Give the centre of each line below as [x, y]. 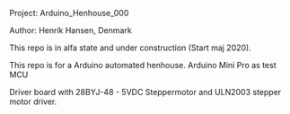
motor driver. [33, 101]
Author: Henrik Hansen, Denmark [70, 30]
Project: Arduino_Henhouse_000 [69, 13]
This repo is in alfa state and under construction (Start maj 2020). [130, 48]
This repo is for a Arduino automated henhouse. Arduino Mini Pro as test [143, 65]
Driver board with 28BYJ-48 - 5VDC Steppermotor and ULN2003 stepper [145, 92]
